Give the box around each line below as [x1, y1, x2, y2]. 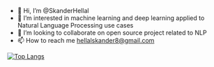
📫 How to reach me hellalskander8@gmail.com [17, 37, 155, 44]
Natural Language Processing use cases [17, 21, 134, 29]
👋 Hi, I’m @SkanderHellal [17, 7, 89, 15]
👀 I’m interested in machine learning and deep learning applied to [17, 14, 205, 22]
